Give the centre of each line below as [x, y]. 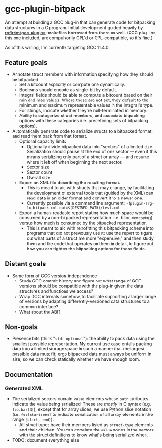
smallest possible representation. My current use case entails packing [82, 344]
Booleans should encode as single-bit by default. [68, 90]
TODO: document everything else [45, 440]
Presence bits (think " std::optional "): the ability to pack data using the [83, 339]
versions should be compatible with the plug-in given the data [81, 286]
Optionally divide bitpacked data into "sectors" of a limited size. [90, 146]
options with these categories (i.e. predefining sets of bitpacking [84, 120]
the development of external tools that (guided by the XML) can [90, 193]
